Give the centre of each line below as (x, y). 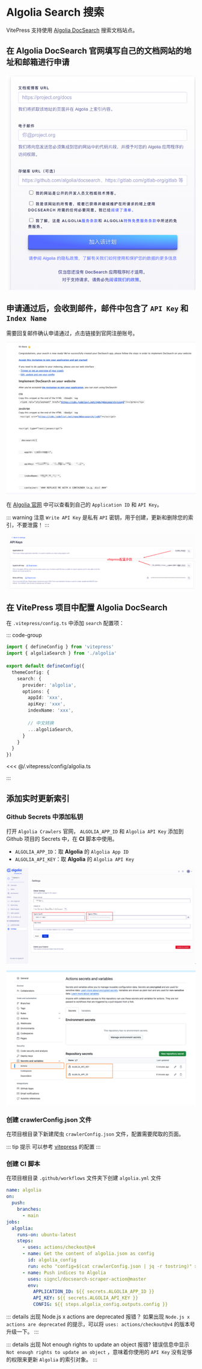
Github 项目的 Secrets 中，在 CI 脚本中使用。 (62, 838)
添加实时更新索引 (38, 798)
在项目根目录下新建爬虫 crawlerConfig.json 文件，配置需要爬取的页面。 (95, 1134)
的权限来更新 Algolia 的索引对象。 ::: (52, 1359)
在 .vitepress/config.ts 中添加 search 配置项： (65, 623)
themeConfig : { (31, 672)
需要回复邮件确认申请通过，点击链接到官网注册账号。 (72, 333)
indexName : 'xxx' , (51, 710)
